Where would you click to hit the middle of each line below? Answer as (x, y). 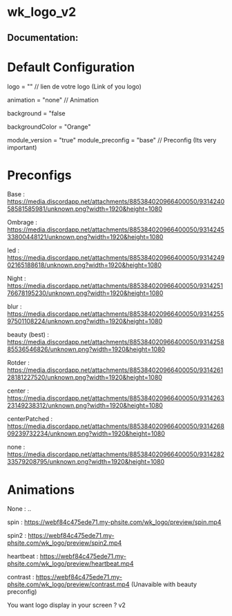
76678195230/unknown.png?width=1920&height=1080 (85, 293)
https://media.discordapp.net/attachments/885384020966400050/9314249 (116, 258)
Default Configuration (71, 67)
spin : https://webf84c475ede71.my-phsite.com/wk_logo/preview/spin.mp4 (114, 522)
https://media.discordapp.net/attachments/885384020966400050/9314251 (115, 286)
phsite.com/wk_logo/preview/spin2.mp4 (65, 543)
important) (22, 147)
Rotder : (18, 363)
